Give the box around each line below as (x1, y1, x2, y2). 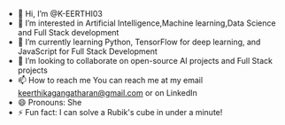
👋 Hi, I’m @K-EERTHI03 (17, 9, 104, 19)
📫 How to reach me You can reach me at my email (17, 75, 204, 85)
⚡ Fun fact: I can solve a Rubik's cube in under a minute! (17, 107, 223, 117)
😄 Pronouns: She (17, 98, 82, 107)
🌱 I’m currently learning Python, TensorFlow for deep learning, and (17, 36, 261, 47)
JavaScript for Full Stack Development (17, 46, 158, 57)
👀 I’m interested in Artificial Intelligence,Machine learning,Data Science (17, 18, 276, 28)
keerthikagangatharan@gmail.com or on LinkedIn (17, 88, 197, 98)
